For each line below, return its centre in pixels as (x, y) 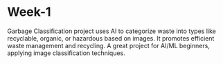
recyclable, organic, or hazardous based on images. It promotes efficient (111, 38)
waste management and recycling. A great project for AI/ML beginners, (108, 45)
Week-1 (29, 12)
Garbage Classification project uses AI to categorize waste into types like (111, 31)
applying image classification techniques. (66, 53)
